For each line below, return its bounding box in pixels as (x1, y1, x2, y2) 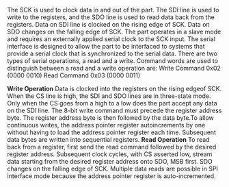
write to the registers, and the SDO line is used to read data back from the (7, 13, 215, 21)
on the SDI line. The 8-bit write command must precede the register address (7, 106, 222, 114)
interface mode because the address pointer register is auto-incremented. (7, 172, 217, 180)
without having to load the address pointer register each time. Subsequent (7, 128, 217, 136)
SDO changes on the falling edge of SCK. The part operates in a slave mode (7, 27, 221, 36)
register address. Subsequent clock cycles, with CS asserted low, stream (7, 150, 213, 158)
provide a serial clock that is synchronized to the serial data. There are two (7, 49, 217, 58)
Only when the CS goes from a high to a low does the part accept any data (7, 99, 217, 107)
